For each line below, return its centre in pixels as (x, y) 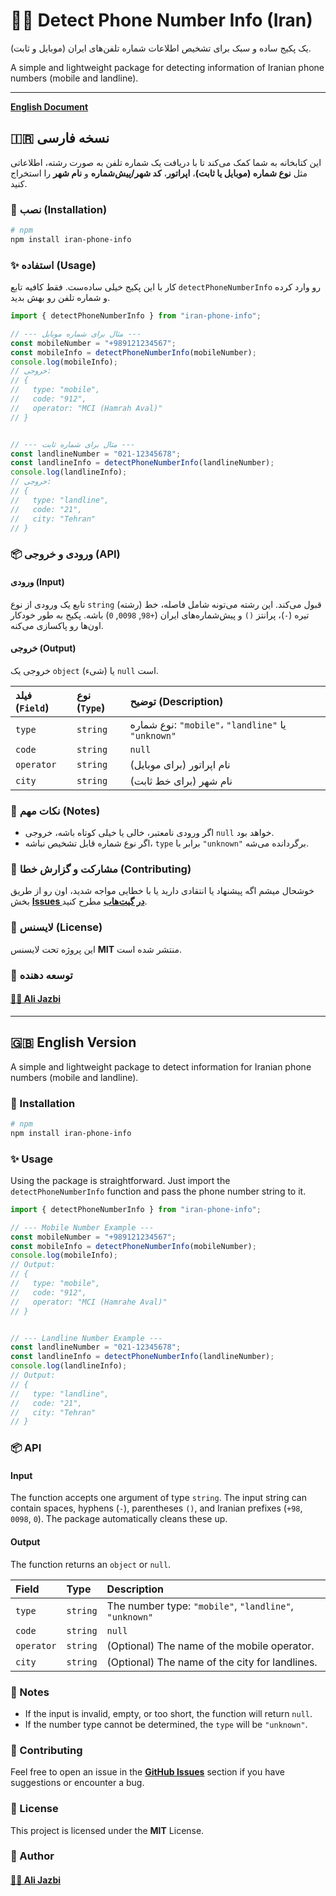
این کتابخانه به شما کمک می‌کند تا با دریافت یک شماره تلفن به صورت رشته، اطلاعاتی (166, 162)
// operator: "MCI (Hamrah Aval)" (86, 408)
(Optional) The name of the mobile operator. (210, 1646)
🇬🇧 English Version (73, 1042)
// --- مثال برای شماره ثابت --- (73, 444)
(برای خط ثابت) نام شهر (181, 781)
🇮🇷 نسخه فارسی (60, 138)
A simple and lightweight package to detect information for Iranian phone (161, 1066)
